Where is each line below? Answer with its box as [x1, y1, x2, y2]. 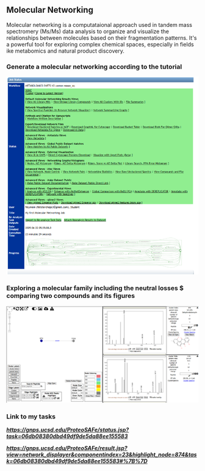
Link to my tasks [6, 412, 56, 421]
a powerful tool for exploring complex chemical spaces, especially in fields [6, 40, 194, 48]
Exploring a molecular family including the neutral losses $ [6, 284, 184, 292]
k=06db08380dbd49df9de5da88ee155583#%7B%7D [6, 457, 148, 464]
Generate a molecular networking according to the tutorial [6, 62, 182, 71]
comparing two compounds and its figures [6, 291, 135, 300]
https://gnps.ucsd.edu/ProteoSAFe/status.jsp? [6, 426, 129, 433]
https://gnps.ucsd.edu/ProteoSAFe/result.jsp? [6, 444, 128, 451]
